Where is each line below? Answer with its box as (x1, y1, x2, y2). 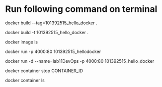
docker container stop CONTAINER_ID (5, 68, 83, 74)
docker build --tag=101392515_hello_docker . (5, 20, 98, 26)
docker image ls (5, 39, 38, 45)
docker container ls (5, 77, 45, 83)
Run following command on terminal (5, 3, 158, 15)
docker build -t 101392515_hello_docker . (5, 29, 88, 35)
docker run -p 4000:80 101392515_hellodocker (5, 48, 101, 54)
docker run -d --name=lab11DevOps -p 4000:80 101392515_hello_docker (5, 58, 155, 64)
